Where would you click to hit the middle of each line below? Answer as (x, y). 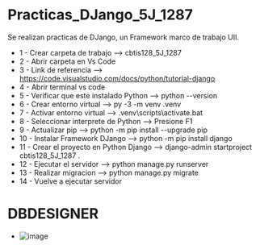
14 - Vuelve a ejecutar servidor (71, 181)
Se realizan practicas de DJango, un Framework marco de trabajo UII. (124, 37)
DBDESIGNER (53, 214)
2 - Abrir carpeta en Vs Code (67, 61)
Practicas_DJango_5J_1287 (100, 15)
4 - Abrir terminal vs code (62, 87)
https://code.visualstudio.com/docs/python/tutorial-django (117, 78)
